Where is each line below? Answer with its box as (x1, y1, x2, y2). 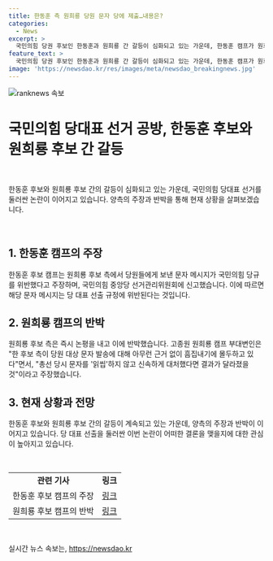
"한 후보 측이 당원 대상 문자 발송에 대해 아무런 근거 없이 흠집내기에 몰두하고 (8, 349, 245, 359)
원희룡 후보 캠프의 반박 (12, 506, 95, 517)
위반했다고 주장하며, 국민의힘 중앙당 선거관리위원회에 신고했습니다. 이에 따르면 (16, 280, 265, 289)
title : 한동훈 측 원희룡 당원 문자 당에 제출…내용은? (8, 11, 164, 20)
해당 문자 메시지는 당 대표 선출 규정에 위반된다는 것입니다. (8, 289, 191, 299)
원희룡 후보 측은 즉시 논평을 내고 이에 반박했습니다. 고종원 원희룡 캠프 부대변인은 (8, 339, 262, 349)
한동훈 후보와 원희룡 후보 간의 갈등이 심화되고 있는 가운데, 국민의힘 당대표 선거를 (8, 184, 262, 194)
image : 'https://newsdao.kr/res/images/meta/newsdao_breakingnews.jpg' (8, 65, 256, 73)
